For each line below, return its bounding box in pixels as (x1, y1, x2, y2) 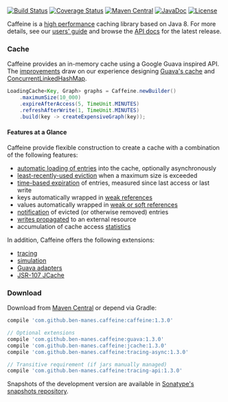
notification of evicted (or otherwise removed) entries (16, 208, 169, 216)
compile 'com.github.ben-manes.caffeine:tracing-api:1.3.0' (7, 368, 183, 375)
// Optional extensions (7, 330, 76, 337)
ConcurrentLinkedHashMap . (7, 74, 87, 82)
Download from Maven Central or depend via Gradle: (7, 304, 157, 312)
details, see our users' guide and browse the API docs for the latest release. (7, 27, 222, 35)
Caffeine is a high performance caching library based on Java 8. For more (7, 20, 216, 27)
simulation (16, 256, 47, 265)
